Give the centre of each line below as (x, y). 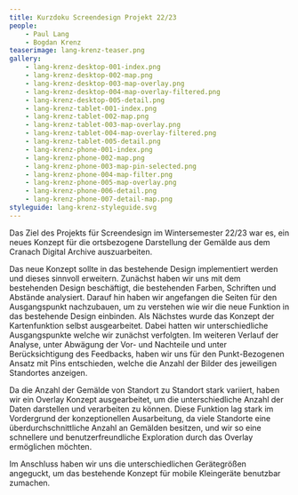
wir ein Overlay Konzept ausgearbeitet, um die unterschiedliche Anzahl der (147, 399)
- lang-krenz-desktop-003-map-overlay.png (105, 84)
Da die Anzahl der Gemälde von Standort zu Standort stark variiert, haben (145, 390)
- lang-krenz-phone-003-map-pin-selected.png (111, 166)
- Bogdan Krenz (53, 42)
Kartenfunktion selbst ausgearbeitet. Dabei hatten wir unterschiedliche (139, 325)
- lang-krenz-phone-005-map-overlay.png (101, 183)
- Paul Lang (47, 34)
